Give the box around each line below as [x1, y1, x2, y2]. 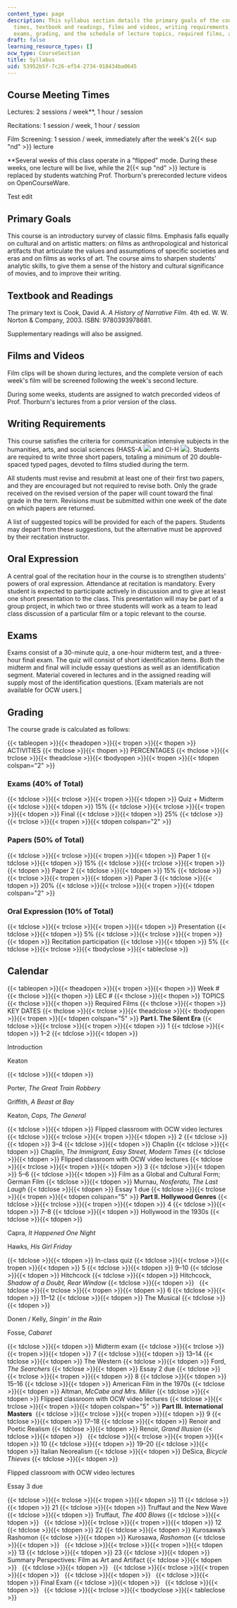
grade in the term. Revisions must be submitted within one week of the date [7, 496, 227, 505]
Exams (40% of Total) [7, 779, 84, 789]
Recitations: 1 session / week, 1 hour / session [7, 121, 140, 130]
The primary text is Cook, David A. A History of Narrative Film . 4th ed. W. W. [7, 309, 229, 317]
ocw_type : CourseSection [7, 50, 80, 57]
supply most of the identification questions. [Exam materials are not [7, 679, 204, 687]
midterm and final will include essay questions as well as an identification [7, 663, 220, 672]
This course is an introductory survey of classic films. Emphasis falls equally [7, 232, 229, 240]
